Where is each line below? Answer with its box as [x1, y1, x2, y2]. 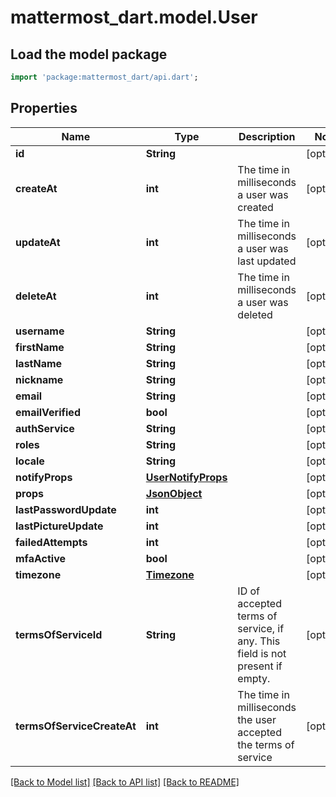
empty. [237, 671, 271, 685]
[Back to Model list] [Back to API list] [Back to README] [10, 776, 240, 788]
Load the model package [10, 46, 168, 63]
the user [237, 712, 277, 726]
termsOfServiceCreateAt [15, 719, 137, 733]
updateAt [15, 235, 61, 249]
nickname [15, 372, 64, 386]
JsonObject [145, 486, 203, 500]
